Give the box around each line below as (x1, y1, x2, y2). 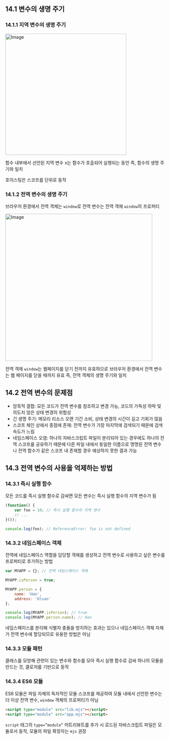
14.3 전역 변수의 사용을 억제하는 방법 (5, 464, 113, 472)
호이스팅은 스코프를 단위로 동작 (5, 177, 67, 183)
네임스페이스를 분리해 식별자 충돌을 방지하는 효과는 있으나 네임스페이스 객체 (5, 625, 155, 631)
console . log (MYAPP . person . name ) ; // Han (5, 615, 92, 620)
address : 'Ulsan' (14, 596, 51, 602)
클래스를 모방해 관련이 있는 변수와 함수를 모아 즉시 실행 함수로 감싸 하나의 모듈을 (5, 658, 164, 664)
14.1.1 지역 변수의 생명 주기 (5, 21, 66, 29)
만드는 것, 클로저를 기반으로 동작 (5, 664, 70, 670)
